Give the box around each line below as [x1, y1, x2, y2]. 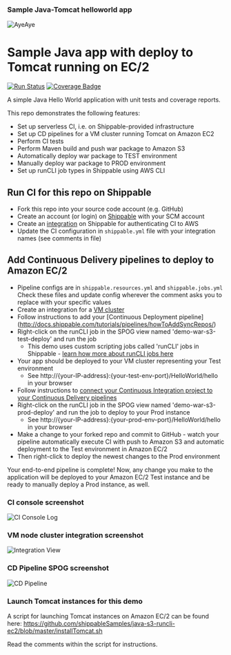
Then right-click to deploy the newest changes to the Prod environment [17, 452, 221, 460]
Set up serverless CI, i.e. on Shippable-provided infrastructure [17, 122, 194, 131]
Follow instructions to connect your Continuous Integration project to [17, 386, 213, 395]
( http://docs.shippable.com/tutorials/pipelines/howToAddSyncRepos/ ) [17, 320, 217, 328]
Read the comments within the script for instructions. [7, 640, 158, 649]
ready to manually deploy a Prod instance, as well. [7, 480, 150, 488]
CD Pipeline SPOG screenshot [7, 563, 109, 573]
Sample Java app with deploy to [7, 45, 194, 60]
